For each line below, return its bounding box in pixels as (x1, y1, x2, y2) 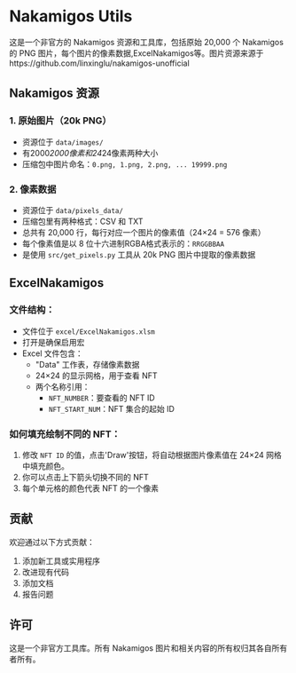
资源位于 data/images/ (21, 136, 104, 147)
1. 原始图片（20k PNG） (9, 115, 113, 127)
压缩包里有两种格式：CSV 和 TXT (21, 216, 144, 226)
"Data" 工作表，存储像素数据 (35, 359, 140, 369)
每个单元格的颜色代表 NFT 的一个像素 (21, 482, 160, 494)
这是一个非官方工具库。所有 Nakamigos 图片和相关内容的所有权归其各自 (9, 642, 272, 653)
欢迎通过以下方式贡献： (9, 536, 95, 547)
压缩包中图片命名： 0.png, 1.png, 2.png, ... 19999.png (21, 158, 228, 170)
